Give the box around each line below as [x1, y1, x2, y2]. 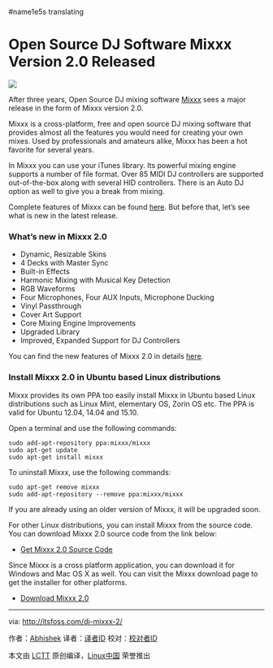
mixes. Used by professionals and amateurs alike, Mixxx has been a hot [8, 136, 248, 145]
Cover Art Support [19, 310, 82, 320]
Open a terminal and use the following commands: [8, 423, 177, 433]
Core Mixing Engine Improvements [19, 318, 136, 328]
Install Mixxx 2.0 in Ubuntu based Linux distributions [8, 372, 221, 383]
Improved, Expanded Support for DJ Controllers [19, 336, 180, 346]
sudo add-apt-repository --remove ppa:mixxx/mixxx [8, 490, 184, 498]
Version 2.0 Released [8, 53, 156, 71]
